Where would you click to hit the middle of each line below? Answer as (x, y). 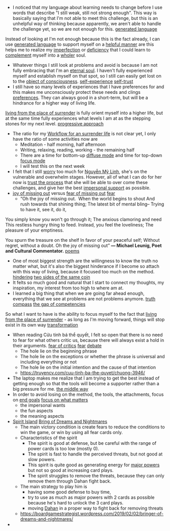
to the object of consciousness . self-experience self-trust (73, 81)
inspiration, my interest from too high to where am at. (68, 288)
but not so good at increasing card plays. (71, 470)
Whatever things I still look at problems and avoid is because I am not (85, 65)
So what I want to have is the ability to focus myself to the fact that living (81, 314)
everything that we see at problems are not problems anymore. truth (84, 299)
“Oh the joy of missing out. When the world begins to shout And (88, 199)
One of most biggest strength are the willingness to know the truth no (85, 261)
